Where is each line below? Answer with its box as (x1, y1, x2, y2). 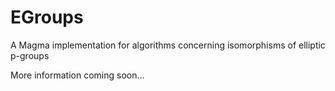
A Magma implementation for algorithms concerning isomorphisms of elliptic (10, 39, 326, 51)
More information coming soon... (10, 69, 145, 81)
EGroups (10, 6, 84, 29)
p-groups (10, 49, 50, 61)
